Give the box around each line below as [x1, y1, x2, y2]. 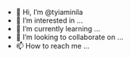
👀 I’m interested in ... [15, 16, 83, 25]
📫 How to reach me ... [15, 42, 90, 50]
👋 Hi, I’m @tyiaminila [15, 8, 83, 16]
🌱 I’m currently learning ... [15, 24, 101, 33]
